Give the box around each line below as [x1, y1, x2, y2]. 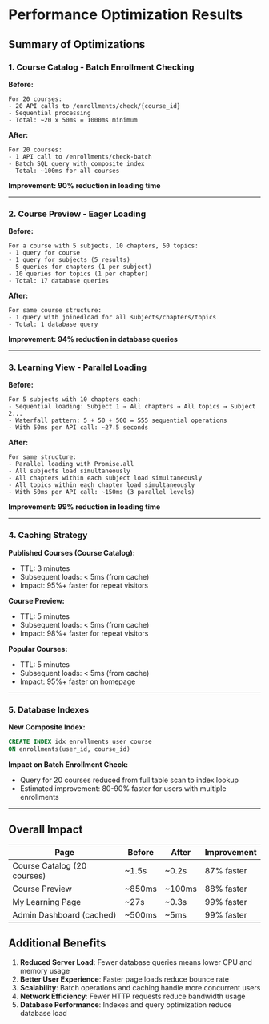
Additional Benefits [8, 937, 106, 950]
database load [19, 1009, 68, 1018]
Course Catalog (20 [12, 860, 87, 871]
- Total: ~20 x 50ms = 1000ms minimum [8, 116, 138, 124]
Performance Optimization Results [8, 6, 243, 24]
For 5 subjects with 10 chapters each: [8, 396, 142, 404]
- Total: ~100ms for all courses [8, 167, 120, 175]
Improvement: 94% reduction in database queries [8, 335, 179, 344]
